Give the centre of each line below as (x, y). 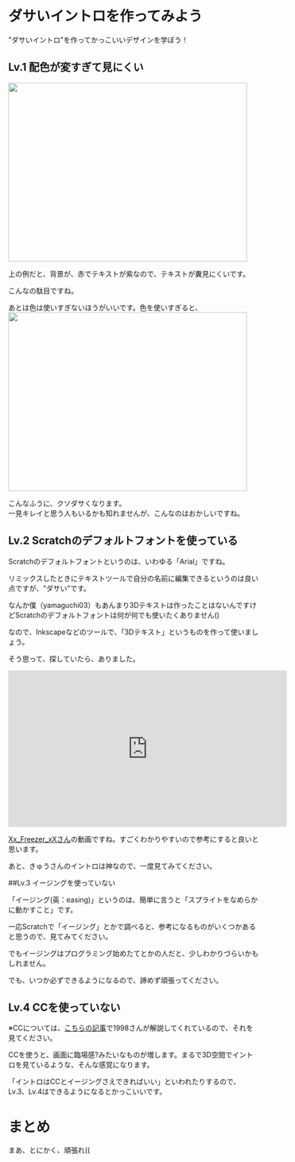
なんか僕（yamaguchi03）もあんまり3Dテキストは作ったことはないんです (129, 605)
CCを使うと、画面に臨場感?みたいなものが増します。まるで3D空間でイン (127, 1055)
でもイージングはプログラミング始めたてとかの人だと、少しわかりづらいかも (134, 953)
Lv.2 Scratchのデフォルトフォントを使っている (123, 541)
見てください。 (33, 1038)
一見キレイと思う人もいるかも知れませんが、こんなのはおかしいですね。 (126, 513)
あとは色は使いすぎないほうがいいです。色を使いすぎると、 (105, 308)
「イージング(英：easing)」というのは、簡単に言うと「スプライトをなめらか (133, 900)
